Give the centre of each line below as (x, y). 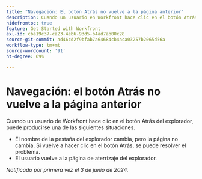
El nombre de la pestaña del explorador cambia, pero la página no (96, 139)
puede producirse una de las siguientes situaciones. (71, 127)
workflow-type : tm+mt (33, 46)
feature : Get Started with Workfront (54, 29)
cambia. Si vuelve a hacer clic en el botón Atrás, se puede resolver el (100, 145)
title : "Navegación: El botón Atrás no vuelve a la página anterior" (95, 12)
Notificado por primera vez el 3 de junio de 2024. (67, 169)
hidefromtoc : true (29, 23)
